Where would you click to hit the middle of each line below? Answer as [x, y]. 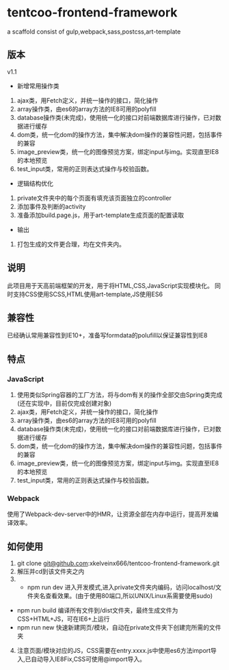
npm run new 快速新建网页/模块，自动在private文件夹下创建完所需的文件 [119, 628]
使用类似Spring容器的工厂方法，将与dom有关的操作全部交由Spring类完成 [120, 395]
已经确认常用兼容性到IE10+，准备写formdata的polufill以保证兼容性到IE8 [107, 335]
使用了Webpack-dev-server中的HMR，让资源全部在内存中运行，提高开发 [110, 514]
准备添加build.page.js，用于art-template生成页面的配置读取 [100, 215]
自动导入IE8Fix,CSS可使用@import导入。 [88, 659]
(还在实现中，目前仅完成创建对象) [64, 403]
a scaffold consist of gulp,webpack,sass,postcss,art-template [94, 31]
